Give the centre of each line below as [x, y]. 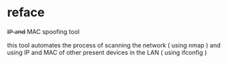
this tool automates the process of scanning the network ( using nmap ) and [114, 45]
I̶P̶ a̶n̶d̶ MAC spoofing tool [43, 31]
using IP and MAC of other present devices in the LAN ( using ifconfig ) [107, 52]
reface [26, 13]
